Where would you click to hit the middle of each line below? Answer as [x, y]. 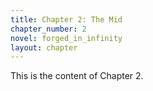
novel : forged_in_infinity [66, 38]
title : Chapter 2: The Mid [66, 19]
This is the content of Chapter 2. [77, 76]
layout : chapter [44, 47]
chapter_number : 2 [48, 29]
